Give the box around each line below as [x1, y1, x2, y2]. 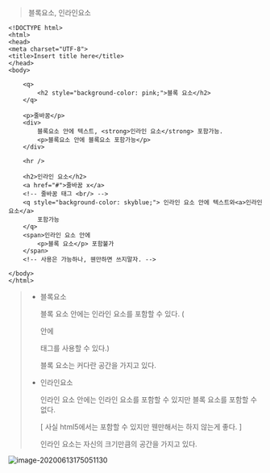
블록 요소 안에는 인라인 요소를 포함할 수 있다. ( [39, 309, 185, 318]
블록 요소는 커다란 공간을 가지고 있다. [39, 361, 157, 370]
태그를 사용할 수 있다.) [39, 343, 110, 353]
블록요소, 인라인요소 [27, 8, 91, 17]
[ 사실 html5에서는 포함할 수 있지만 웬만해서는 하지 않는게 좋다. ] [39, 422, 243, 431]
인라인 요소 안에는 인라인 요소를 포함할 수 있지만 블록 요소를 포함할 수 [39, 395, 258, 404]
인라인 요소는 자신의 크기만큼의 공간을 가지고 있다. [39, 439, 197, 449]
